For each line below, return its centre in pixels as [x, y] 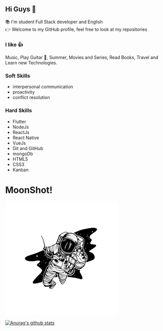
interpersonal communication [43, 87]
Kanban [21, 170]
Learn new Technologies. [31, 63]
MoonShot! [29, 190]
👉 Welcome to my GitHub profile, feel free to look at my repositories [76, 29]
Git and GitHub [28, 148]
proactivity [24, 92]
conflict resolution [31, 97]
